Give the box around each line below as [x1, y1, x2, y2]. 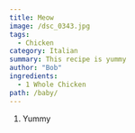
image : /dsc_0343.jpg [9, 22, 91, 31]
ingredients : [9, 72, 58, 81]
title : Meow [9, 13, 54, 22]
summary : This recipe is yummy [9, 55, 127, 64]
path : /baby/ [9, 88, 58, 97]
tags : [9, 30, 30, 39]
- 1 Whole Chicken [17, 80, 87, 89]
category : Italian [9, 47, 78, 56]
